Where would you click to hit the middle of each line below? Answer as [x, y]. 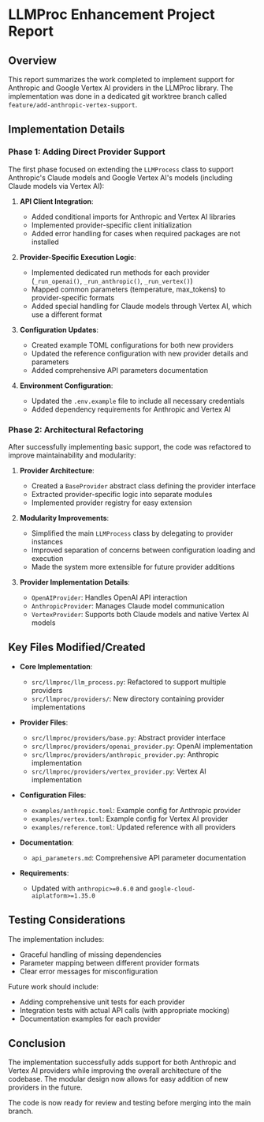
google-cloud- [172, 889]
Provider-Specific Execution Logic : [78, 257]
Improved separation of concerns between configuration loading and [143, 550]
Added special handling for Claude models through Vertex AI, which [141, 306]
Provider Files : [44, 722]
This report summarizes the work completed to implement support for [121, 79]
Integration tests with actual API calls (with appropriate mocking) [125, 1010]
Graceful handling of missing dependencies [90, 954]
